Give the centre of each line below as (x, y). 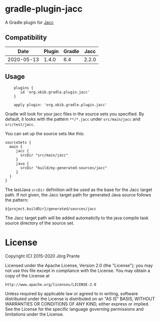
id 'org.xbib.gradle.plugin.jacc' (55, 92)
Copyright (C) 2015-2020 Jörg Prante (42, 256)
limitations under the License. (34, 314)
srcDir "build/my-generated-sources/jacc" (64, 168)
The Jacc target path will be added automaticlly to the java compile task (77, 218)
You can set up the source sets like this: (45, 133)
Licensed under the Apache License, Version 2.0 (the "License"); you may (79, 265)
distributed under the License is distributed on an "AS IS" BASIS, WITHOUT (80, 299)
